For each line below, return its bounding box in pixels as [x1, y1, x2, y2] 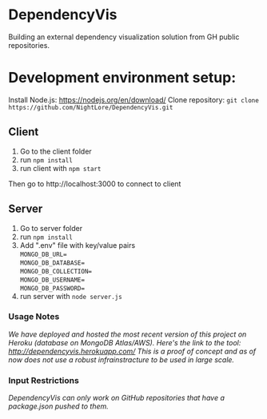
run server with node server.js [19, 291, 122, 301]
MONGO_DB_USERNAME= [19, 276, 86, 284]
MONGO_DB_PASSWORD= [19, 284, 86, 293]
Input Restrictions [8, 374, 80, 385]
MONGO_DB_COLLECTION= [19, 267, 92, 275]
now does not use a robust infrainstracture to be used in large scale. [8, 354, 234, 365]
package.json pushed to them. [8, 401, 110, 411]
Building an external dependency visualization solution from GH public [8, 32, 240, 42]
